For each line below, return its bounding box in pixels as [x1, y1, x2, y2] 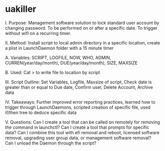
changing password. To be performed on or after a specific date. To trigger [5, 25, 158, 31]
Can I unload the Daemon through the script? [5, 140, 97, 146]
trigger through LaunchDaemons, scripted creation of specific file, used [5, 104, 151, 110]
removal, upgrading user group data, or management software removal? [5, 135, 152, 141]
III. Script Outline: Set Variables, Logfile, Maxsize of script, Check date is [5, 79, 152, 85]
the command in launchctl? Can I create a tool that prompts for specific [5, 124, 149, 130]
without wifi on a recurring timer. [5, 30, 71, 36]
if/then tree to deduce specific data [5, 110, 77, 115]
